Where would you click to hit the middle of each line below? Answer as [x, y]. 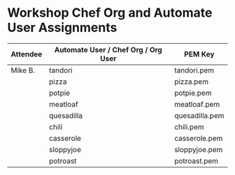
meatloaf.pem [197, 104]
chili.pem [189, 127]
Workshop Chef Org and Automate [110, 13]
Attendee [27, 54]
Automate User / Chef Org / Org [108, 50]
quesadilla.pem [199, 115]
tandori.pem [194, 70]
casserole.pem [199, 138]
